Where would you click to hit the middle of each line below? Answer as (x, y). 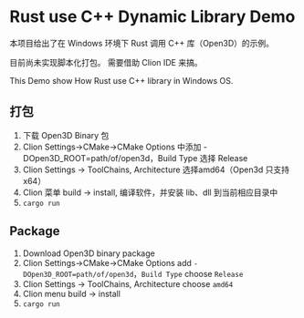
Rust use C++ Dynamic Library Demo (152, 17)
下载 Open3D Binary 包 (66, 135)
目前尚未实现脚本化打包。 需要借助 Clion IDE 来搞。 (106, 62)
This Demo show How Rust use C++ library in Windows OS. (121, 80)
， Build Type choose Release (189, 273)
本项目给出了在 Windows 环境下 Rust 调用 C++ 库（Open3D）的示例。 (142, 43)
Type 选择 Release (213, 158)
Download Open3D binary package (89, 253)
